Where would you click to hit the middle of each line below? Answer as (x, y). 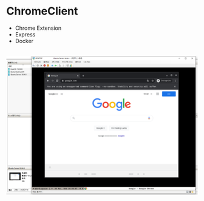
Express (25, 34)
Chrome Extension (38, 28)
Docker (24, 41)
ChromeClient (42, 11)
